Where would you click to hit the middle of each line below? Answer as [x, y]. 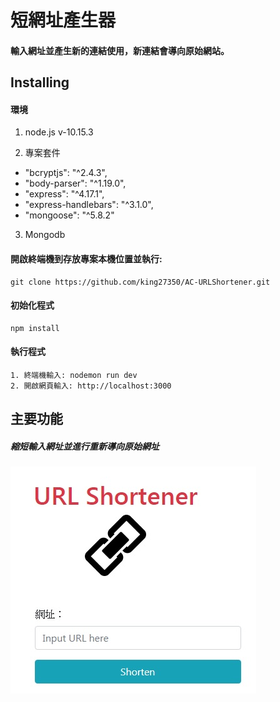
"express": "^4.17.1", [64, 194]
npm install [35, 328]
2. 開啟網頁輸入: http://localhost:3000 [91, 386]
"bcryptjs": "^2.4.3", [66, 173]
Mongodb [45, 235]
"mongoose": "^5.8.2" [69, 215]
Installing [40, 82]
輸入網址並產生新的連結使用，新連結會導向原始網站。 [120, 50]
